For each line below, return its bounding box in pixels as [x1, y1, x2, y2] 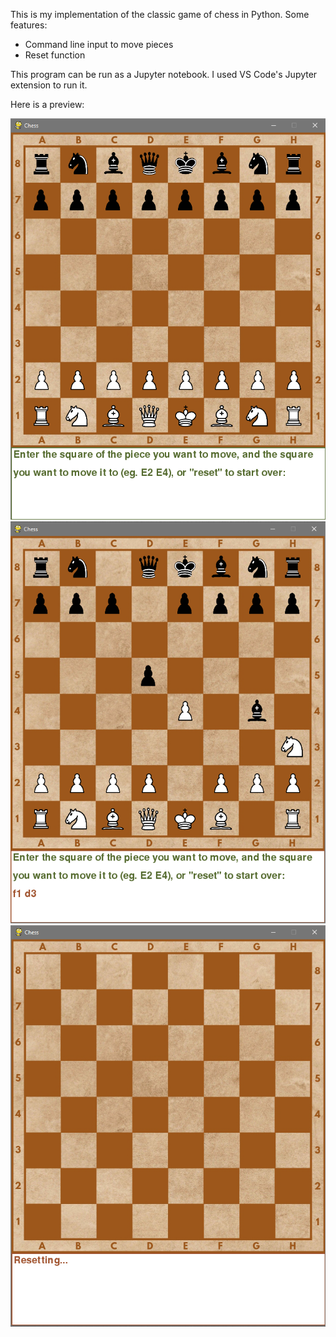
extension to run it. [10, 79, 88, 91]
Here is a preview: [10, 99, 85, 110]
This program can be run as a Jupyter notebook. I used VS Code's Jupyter [10, 69, 318, 80]
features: [10, 19, 48, 31]
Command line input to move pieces [24, 39, 174, 50]
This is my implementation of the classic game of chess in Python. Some [10, 9, 310, 20]
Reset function [24, 49, 86, 61]
